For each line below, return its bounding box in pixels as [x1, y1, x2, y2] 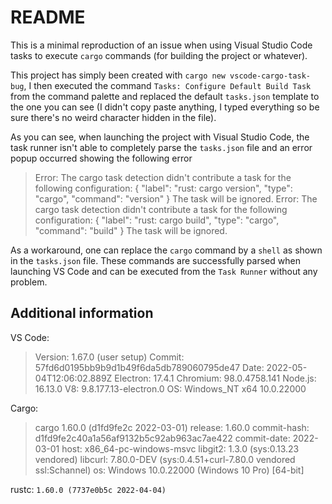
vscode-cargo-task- [229, 71, 311, 81]
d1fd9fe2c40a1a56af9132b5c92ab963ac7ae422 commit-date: [34, 432, 291, 444]
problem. [10, 276, 48, 288]
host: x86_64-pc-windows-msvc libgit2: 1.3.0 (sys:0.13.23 [61, 442, 300, 455]
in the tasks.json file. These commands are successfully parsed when [10, 254, 301, 266]
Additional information [10, 305, 154, 322]
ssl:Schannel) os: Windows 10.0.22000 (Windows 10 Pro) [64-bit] [34, 464, 305, 476]
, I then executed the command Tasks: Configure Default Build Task [23, 79, 312, 91]
